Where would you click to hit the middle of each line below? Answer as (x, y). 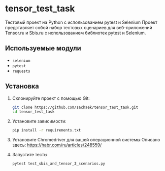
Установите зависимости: (39, 121)
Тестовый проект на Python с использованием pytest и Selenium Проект (81, 22)
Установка (22, 86)
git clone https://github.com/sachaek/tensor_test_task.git (75, 107)
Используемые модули (43, 48)
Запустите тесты (30, 155)
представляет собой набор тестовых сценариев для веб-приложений (79, 27)
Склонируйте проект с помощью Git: (51, 98)
